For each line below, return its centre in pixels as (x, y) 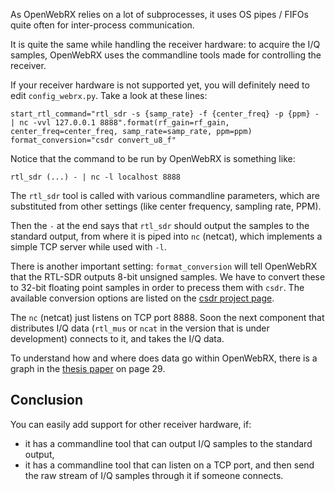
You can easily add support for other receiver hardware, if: (131, 424)
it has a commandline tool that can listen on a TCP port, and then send (169, 465)
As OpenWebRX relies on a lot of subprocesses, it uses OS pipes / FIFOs (159, 14)
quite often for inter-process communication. (102, 25)
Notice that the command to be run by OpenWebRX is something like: (153, 158)
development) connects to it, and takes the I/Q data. (117, 338)
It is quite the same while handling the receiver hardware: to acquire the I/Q (165, 44)
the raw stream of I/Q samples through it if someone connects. (154, 475)
